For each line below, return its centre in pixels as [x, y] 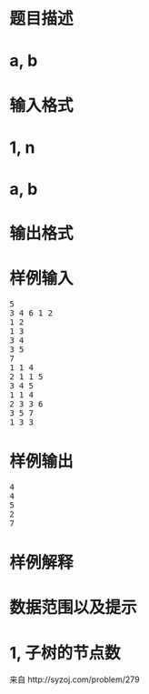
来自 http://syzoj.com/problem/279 [74, 679]
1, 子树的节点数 [65, 653]
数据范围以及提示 [74, 608]
